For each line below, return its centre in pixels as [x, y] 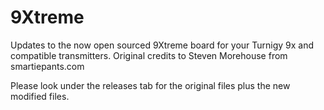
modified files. [40, 96]
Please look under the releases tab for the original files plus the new [150, 85]
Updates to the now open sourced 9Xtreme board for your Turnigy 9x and [162, 45]
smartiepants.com [47, 66]
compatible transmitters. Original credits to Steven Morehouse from [149, 55]
